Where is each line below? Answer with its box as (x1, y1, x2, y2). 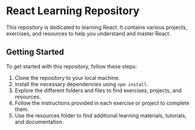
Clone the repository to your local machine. (14, 74, 120, 81)
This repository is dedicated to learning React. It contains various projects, (6, 24, 187, 31)
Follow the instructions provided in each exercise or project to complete (14, 99, 190, 106)
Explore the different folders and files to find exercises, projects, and (14, 87, 182, 94)
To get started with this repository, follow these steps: (6, 63, 137, 70)
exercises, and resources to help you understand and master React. (6, 30, 171, 37)
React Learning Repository (6, 4, 140, 18)
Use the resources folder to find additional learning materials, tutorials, (14, 112, 187, 119)
